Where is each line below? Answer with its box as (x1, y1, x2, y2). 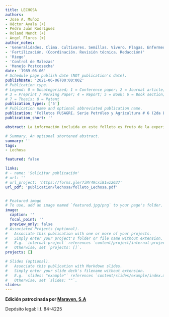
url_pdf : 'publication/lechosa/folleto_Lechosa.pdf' (5, 185, 118, 190)
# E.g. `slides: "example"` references (5, 273, 94, 278)
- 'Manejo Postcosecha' (5, 64, 55, 69)
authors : (5, 12, 24, 17)
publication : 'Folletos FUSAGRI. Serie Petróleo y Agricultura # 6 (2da (5, 111, 161, 116)
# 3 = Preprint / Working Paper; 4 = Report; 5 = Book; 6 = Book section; (5, 92, 165, 97)
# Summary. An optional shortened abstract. (5, 133, 100, 139)
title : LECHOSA (5, 7, 37, 13)
